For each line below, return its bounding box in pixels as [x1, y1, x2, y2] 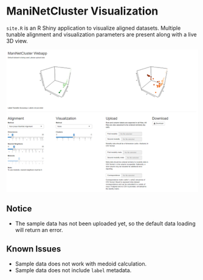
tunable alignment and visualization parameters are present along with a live [6, 30, 198, 38]
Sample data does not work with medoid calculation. [15, 260, 147, 267]
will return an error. [15, 226, 63, 233]
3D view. [6, 37, 29, 44]
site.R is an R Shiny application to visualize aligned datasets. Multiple [6, 24, 181, 32]
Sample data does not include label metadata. [15, 266, 132, 274]
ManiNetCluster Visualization [6, 4, 159, 18]
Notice [6, 203, 32, 214]
